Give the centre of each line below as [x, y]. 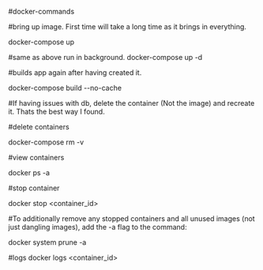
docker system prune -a [47, 242]
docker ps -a [29, 172]
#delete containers [39, 127]
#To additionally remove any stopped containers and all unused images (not [131, 219]
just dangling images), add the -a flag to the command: [98, 227]
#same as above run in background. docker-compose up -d [105, 57]
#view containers [36, 157]
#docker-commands [41, 11]
